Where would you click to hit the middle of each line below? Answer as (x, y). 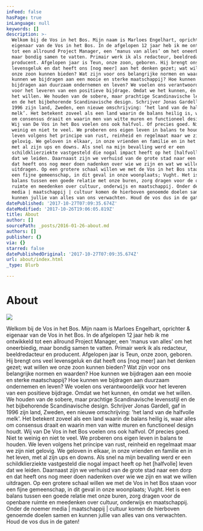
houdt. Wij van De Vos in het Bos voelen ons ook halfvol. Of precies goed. (98, 431)
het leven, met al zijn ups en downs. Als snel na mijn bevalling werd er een (99, 457)
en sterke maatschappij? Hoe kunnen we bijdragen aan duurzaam (88, 380)
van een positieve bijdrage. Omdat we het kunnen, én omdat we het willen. (99, 393)
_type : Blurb (23, 265)
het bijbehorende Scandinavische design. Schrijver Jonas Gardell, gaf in (96, 406)
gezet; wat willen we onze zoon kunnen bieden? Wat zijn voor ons (88, 367)
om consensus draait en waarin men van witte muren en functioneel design (100, 425)
